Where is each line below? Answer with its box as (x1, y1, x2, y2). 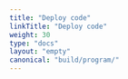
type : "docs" (9, 38, 59, 48)
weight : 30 (9, 30, 51, 39)
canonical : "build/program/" (9, 55, 120, 64)
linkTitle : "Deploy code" (9, 22, 107, 31)
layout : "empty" (9, 47, 71, 56)
